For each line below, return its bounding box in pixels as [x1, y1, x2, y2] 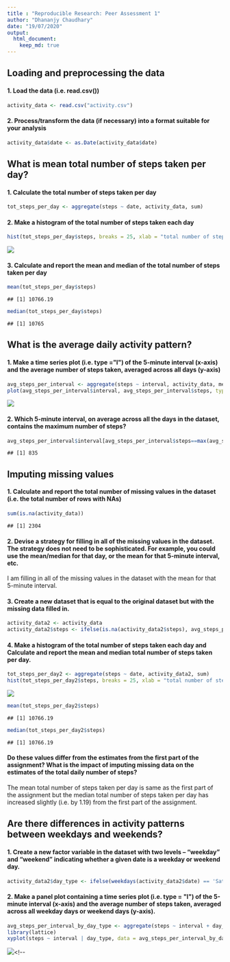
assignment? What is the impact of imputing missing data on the [7, 761, 194, 769]
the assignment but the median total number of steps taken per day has [7, 791, 209, 799]
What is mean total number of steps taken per [7, 158, 207, 170]
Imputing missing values [7, 468, 114, 480]
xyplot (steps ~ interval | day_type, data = [7, 935, 136, 942]
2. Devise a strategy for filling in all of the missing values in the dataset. [7, 537, 214, 545]
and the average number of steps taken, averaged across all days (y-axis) [7, 365, 221, 374]
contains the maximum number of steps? [7, 422, 127, 430]
